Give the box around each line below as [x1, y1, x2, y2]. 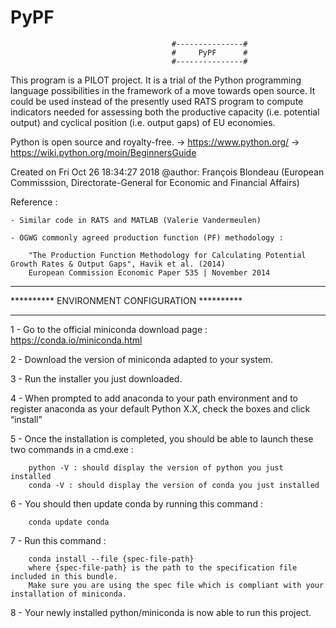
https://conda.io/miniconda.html [10, 334, 143, 346]
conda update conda [28, 517, 110, 527]
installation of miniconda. [10, 589, 128, 599]
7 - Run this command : [10, 534, 107, 546]
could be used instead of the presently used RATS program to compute [10, 95, 304, 107]
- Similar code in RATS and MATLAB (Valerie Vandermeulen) [10, 215, 262, 225]
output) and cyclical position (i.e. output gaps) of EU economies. [10, 116, 276, 128]
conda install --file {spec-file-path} [28, 554, 195, 564]
